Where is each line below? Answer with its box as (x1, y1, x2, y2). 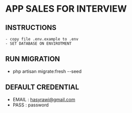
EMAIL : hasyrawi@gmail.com (12, 96, 75, 102)
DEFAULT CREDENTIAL (5, 83, 80, 92)
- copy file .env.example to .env (5, 36, 79, 42)
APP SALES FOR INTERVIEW (5, 3, 127, 15)
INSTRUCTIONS (5, 23, 57, 32)
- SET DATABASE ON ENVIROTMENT (5, 41, 72, 46)
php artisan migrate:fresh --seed (12, 68, 82, 74)
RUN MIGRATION (5, 55, 60, 63)
